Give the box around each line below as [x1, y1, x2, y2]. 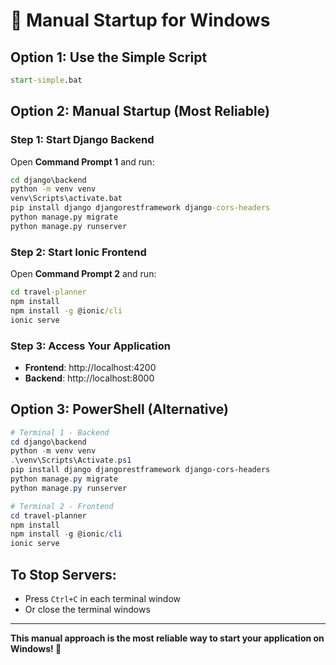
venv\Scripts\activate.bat [10, 194, 123, 204]
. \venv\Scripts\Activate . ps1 [10, 455, 132, 466]
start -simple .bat [10, 75, 83, 85]
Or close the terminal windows [24, 604, 151, 616]
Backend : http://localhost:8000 [24, 372, 155, 384]
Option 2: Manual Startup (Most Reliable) [10, 103, 270, 120]
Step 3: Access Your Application [10, 339, 171, 353]
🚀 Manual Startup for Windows [10, 9, 271, 32]
